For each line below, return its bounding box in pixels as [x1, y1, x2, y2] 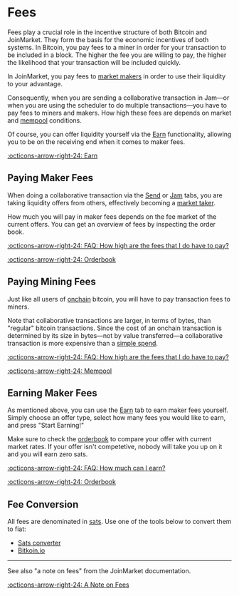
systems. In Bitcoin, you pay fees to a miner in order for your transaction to [7, 43, 227, 51]
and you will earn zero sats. [7, 450, 88, 458]
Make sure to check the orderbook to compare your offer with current [7, 435, 212, 443]
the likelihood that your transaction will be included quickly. [7, 58, 181, 66]
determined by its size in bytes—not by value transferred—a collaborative [7, 331, 223, 339]
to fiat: [7, 525, 26, 533]
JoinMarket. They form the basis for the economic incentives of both [7, 35, 209, 43]
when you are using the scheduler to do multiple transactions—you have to [7, 101, 228, 109]
